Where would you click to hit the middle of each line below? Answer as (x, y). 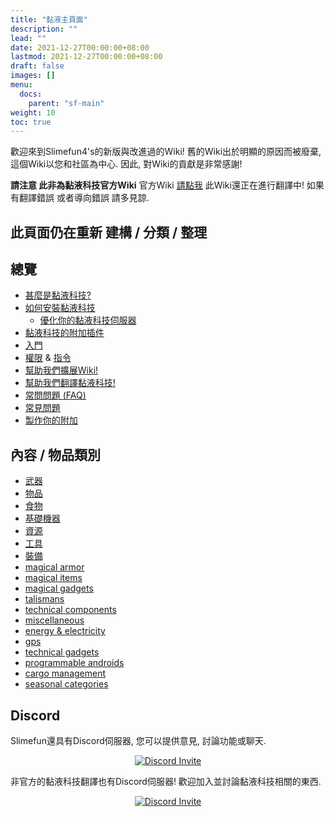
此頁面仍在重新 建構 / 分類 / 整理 (109, 232)
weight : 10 (33, 112)
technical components (70, 610)
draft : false (37, 66)
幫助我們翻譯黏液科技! (70, 383)
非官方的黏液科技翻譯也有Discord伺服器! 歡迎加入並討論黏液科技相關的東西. (166, 782)
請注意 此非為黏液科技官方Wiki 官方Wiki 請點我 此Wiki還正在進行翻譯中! (157, 185)
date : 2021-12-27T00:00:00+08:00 (80, 47)
